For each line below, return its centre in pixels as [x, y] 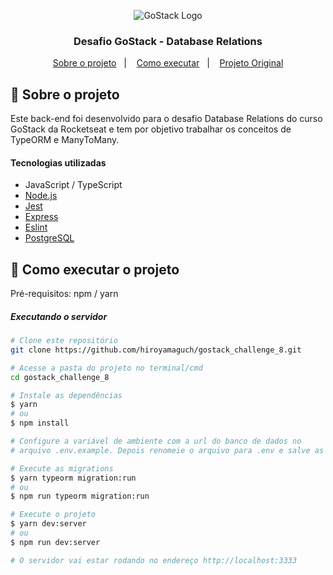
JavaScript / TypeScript [73, 185]
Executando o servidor [59, 316]
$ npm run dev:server [55, 542]
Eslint [36, 227]
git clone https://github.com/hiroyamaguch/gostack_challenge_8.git [156, 350]
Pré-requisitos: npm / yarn [64, 294]
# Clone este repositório [64, 341]
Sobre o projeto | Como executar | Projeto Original [168, 63]
